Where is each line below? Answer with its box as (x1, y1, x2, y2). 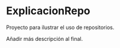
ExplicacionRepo (6, 4, 90, 18)
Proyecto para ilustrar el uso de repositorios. (6, 24, 115, 31)
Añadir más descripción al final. (6, 35, 83, 42)
